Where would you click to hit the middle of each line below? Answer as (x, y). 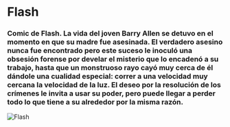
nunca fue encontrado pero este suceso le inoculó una (100, 51)
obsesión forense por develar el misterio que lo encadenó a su (113, 59)
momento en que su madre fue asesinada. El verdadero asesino (115, 42)
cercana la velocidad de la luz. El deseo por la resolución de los (114, 85)
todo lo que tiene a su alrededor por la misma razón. (95, 102)
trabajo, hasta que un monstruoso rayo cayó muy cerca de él (110, 68)
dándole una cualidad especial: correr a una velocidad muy (107, 76)
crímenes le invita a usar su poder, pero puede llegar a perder (112, 93)
